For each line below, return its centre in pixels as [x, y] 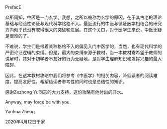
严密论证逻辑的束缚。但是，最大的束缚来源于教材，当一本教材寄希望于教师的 [83, 52]
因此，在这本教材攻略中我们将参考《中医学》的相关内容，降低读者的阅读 [79, 75]
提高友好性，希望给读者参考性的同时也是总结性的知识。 [70, 82]
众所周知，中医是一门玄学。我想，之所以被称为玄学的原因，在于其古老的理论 [83, 17]
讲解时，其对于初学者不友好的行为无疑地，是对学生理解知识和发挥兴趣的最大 [83, 59]
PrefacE [13, 7]
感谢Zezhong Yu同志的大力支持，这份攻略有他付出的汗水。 [65, 92]
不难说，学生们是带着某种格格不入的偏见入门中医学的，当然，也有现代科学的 [83, 46]
